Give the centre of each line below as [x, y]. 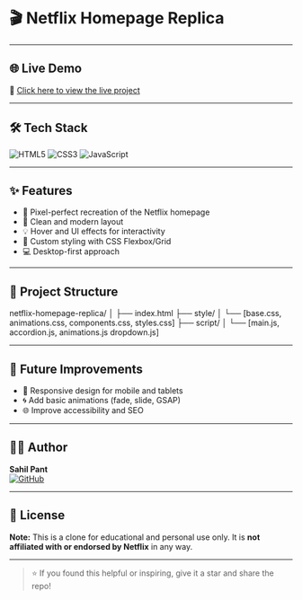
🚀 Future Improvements [76, 369]
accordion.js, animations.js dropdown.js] [84, 332]
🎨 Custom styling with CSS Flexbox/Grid [97, 242]
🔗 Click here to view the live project [75, 90]
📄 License [37, 515]
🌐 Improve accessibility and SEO [83, 410]
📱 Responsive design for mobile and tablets [102, 391]
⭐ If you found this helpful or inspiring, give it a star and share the [152, 573]
